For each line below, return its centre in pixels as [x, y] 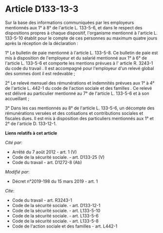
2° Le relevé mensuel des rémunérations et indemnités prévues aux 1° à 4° [80, 83]
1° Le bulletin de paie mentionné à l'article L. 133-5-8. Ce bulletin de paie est [81, 53]
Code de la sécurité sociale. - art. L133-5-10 [56, 211]
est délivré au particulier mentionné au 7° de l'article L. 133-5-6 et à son [77, 93]
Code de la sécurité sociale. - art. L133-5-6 [55, 215]
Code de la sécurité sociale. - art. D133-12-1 [56, 205]
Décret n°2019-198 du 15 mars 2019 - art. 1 [55, 181]
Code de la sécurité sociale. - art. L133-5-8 [55, 221]
